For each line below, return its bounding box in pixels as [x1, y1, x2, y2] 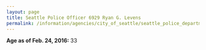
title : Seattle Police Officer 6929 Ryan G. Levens [6, 15, 141, 21]
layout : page [6, 9, 40, 15]
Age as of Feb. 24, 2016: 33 [6, 37, 78, 45]
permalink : [6, 20, 34, 26]
